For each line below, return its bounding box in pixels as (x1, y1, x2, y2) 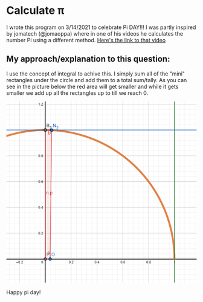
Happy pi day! (6, 288, 41, 296)
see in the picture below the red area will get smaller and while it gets (6, 83, 179, 90)
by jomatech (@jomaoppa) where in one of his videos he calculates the (6, 30, 183, 37)
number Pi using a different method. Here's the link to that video (6, 36, 166, 43)
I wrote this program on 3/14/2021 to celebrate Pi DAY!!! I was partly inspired (6, 24, 196, 31)
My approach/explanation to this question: (6, 54, 170, 64)
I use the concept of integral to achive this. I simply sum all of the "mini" (6, 70, 185, 77)
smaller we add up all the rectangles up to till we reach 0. (6, 89, 149, 97)
